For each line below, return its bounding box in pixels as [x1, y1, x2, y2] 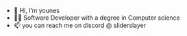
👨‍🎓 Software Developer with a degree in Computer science [13, 14, 180, 22]
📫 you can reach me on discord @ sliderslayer [13, 21, 146, 29]
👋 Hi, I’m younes [13, 7, 60, 14]
